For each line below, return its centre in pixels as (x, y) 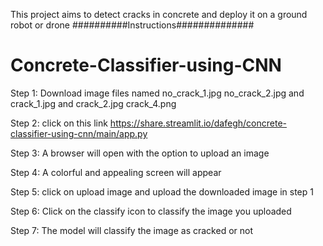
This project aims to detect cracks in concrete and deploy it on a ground (159, 14)
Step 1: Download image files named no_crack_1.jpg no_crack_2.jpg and (157, 93)
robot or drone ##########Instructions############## (132, 25)
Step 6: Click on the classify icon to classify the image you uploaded (151, 211)
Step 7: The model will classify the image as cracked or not (131, 230)
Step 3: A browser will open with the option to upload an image (140, 153)
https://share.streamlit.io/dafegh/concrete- (198, 123)
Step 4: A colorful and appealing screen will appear (116, 172)
